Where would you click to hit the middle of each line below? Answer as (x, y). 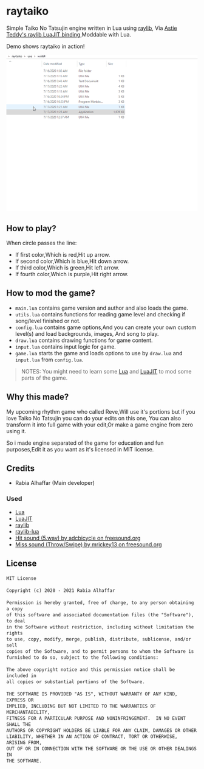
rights (15, 633)
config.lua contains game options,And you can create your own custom (105, 327)
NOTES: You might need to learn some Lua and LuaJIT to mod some (106, 371)
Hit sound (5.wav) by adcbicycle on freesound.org (78, 538)
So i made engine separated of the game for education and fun (85, 443)
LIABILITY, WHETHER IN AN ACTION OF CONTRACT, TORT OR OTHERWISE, (92, 736)
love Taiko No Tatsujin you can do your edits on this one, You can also (93, 418)
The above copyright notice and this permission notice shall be (90, 670)
